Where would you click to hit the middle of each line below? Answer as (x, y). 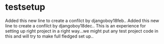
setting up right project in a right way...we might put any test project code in (82, 31)
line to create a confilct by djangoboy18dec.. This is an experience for (76, 25)
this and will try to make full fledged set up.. (49, 36)
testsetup (25, 7)
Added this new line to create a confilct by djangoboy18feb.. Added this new (82, 21)
